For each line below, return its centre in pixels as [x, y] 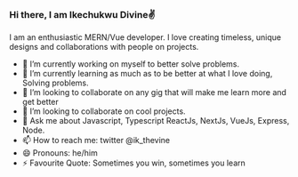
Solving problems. [55, 83]
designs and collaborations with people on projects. [104, 47]
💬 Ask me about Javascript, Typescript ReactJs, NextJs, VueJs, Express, [156, 121]
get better [40, 102]
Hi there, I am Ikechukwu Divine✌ [82, 14]
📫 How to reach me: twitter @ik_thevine [96, 141]
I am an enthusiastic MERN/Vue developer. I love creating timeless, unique [145, 37]
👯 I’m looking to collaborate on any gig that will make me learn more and [154, 93]
